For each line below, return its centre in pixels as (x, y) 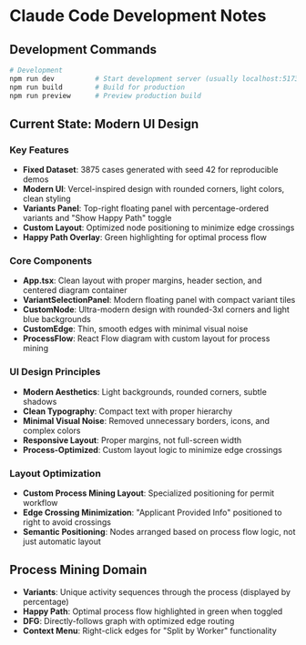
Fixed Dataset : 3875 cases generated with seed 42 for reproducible (150, 170)
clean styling (46, 199)
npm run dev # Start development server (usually (124, 78)
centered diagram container (75, 290)
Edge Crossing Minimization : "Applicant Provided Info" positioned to (152, 513)
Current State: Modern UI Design (104, 124)
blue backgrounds (56, 319)
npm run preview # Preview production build (106, 96)
